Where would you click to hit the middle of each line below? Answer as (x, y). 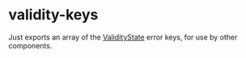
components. (30, 45)
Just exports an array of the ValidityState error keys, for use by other (123, 37)
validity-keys (53, 15)
